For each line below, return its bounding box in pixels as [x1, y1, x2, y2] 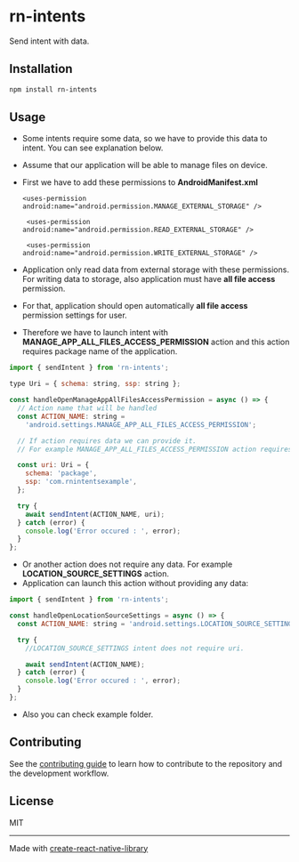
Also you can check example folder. [21, 709, 154, 720]
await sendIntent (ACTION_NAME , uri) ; [25, 510, 166, 519]
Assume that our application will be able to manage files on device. [21, 160, 269, 171]
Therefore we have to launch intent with [21, 327, 169, 338]
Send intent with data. [9, 36, 90, 46]
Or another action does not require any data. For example [21, 559, 233, 570]
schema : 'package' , [25, 469, 98, 478]
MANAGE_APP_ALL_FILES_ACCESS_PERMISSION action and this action [21, 336, 290, 348]
